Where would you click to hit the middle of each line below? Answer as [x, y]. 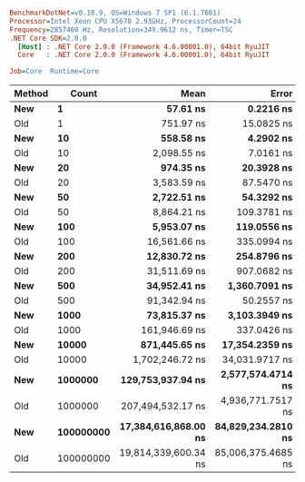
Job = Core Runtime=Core [54, 72]
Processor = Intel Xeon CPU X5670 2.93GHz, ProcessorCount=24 [126, 21]
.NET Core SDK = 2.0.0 [49, 38]
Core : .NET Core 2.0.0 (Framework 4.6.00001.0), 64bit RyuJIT [144, 55]
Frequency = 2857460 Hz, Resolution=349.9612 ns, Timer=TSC [121, 30]
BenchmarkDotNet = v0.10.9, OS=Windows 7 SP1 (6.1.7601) [115, 13]
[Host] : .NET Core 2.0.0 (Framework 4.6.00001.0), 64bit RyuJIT [144, 46]
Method [31, 93]
